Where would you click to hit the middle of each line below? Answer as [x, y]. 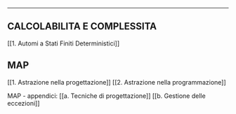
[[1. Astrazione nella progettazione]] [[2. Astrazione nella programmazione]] [117, 82]
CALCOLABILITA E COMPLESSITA [82, 26]
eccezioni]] [24, 103]
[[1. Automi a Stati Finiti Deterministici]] [64, 43]
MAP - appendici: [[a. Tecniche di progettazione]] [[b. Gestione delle [106, 96]
